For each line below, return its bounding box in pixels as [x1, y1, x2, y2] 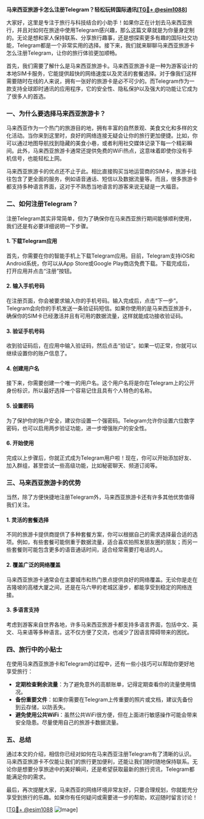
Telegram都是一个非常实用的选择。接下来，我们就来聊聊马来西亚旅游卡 [16, 42, 195, 49]
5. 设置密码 [6, 402, 34, 409]
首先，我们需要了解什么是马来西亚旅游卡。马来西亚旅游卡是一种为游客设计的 [6, 62, 198, 69]
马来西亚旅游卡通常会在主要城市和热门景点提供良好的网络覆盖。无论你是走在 [6, 575, 198, 583]
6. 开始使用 [6, 440, 35, 447]
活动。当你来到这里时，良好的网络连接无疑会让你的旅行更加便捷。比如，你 [11, 132, 198, 139]
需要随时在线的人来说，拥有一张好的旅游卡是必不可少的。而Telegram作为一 [6, 77, 195, 85]
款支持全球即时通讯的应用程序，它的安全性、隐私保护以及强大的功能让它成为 [6, 85, 198, 92]
